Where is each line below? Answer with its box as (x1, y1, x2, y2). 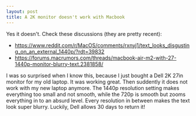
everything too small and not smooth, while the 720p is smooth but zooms (6, 91, 186, 98)
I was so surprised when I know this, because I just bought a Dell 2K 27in (6, 72, 184, 79)
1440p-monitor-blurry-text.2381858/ (14, 60, 104, 68)
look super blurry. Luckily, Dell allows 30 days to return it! (6, 103, 145, 110)
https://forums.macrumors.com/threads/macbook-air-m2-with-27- (14, 54, 177, 61)
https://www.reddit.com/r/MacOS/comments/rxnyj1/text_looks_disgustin (14, 42, 190, 49)
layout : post (6, 8, 38, 15)
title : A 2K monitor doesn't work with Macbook (6, 14, 125, 20)
